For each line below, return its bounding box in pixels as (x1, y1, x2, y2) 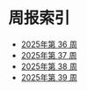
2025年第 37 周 (20, 49, 77, 60)
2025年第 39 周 (20, 72, 78, 82)
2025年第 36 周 (20, 39, 78, 49)
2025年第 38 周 (20, 61, 78, 72)
